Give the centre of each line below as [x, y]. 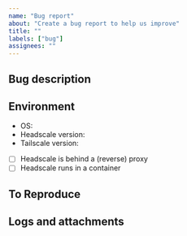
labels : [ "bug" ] [36, 39]
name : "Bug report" [41, 16]
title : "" [25, 31]
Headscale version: [52, 135]
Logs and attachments [66, 222]
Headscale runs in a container [70, 168]
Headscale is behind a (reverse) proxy [84, 159]
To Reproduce [45, 194]
